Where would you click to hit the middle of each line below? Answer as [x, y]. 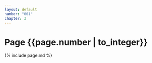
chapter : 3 [15, 18]
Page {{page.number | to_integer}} [76, 42]
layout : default [21, 9]
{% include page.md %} [28, 55]
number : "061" [19, 14]
